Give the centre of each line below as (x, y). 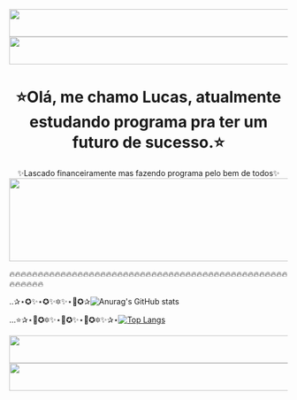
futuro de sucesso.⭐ (148, 143)
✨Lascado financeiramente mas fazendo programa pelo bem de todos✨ (148, 173)
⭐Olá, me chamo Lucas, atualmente (148, 97)
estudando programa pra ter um (148, 122)
